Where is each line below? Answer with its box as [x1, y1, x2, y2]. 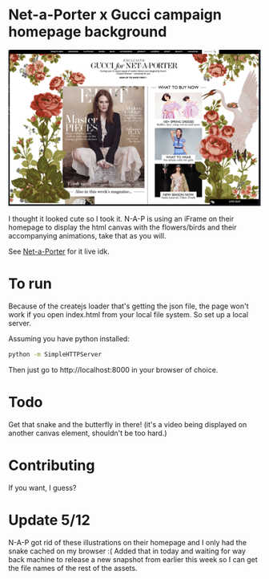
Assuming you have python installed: [8, 333, 130, 343]
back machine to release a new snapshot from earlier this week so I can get [8, 554, 258, 564]
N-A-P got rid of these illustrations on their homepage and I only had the [8, 537, 247, 547]
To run [8, 275, 52, 293]
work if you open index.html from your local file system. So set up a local [8, 309, 249, 319]
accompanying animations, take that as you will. [8, 231, 167, 240]
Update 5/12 [8, 511, 90, 529]
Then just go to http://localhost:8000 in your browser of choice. [8, 365, 219, 374]
